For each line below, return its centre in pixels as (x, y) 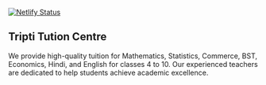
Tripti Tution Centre (58, 37)
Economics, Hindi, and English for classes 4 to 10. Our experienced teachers (133, 64)
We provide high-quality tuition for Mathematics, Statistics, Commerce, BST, (133, 56)
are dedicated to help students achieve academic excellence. (108, 72)
